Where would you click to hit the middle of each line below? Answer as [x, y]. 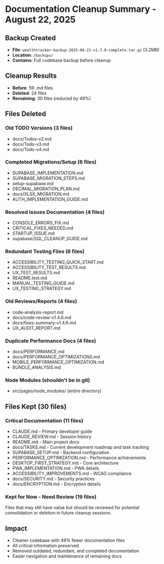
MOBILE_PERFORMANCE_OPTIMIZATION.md [58, 362]
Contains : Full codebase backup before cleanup [61, 60]
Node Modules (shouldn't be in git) [48, 380]
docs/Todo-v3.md [31, 144]
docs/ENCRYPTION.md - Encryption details [57, 484]
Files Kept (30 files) [36, 406]
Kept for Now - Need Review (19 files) [51, 497]
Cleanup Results [31, 76]
